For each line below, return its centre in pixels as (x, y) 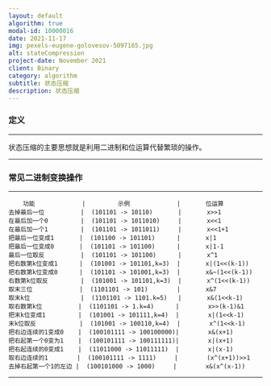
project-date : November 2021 (57, 61)
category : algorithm (43, 76)
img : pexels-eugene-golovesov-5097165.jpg (81, 46)
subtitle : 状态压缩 (39, 83)
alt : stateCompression (46, 53)
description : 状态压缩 (44, 91)
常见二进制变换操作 (46, 177)
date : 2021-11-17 (38, 38)
